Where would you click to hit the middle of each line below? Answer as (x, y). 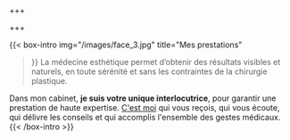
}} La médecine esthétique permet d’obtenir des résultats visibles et (156, 62)
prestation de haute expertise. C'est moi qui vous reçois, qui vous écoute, (145, 107)
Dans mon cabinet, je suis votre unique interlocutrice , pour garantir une (143, 98)
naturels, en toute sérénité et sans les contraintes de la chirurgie (149, 71)
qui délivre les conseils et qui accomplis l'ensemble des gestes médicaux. (145, 117)
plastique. (50, 81)
